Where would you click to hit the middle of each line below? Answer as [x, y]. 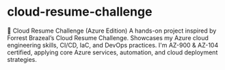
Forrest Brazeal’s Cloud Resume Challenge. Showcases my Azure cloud [108, 37]
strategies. [22, 59]
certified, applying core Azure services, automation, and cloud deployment [112, 52]
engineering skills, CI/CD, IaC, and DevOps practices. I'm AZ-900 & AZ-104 [113, 45]
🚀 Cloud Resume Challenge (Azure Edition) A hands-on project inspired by [112, 31]
